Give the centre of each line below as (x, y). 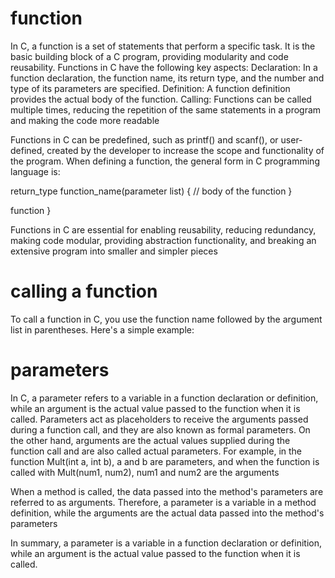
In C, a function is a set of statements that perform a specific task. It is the (163, 46)
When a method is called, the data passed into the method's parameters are (167, 491)
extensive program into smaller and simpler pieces (114, 251)
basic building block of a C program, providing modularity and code (149, 56)
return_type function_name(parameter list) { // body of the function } (151, 191)
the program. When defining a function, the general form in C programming (165, 161)
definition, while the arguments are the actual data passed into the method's (167, 513)
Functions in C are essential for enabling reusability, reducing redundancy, (163, 229)
